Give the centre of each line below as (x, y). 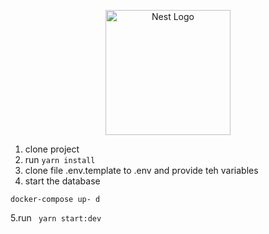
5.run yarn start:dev (56, 218)
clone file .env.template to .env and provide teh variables (141, 170)
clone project (52, 149)
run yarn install (60, 159)
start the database (62, 181)
